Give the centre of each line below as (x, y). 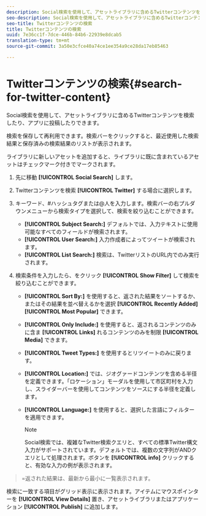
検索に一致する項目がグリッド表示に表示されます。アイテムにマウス (92, 491)
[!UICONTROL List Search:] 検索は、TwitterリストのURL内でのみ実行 (112, 255)
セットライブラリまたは (142, 499)
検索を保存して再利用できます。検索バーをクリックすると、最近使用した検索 (103, 136)
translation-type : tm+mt (38, 40)
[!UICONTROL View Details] (54, 499)
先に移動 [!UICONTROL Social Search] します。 (75, 177)
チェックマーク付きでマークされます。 (71, 164)
